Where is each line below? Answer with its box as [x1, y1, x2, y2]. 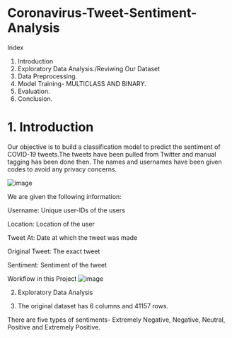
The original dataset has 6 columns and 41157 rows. [17, 301, 168, 310]
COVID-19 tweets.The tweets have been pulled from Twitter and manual [7, 150, 216, 158]
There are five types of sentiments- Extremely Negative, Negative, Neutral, [7, 315, 226, 324]
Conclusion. [17, 94, 53, 103]
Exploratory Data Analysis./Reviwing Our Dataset [17, 64, 161, 73]
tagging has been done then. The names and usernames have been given [7, 157, 222, 166]
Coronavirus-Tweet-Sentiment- [7, 5, 197, 21]
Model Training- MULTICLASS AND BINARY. [17, 79, 146, 87]
